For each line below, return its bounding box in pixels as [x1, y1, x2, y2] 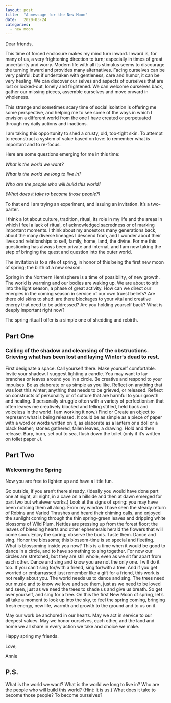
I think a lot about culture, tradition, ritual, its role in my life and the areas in [5, 216, 162, 223]
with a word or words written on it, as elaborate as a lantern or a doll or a [5, 419, 158, 426]
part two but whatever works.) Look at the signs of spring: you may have [5, 498, 158, 505]
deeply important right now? [5, 307, 65, 313]
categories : [5, 22, 31, 27]
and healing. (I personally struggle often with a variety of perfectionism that [5, 398, 164, 404]
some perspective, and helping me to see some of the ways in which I [5, 110, 152, 116]
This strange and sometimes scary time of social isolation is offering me [5, 104, 157, 110]
